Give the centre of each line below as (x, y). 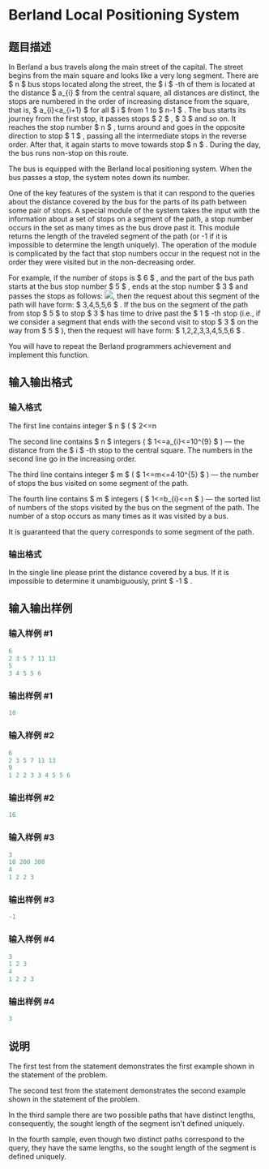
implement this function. (49, 355)
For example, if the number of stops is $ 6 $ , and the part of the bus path (131, 278)
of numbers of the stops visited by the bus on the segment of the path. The (134, 507)
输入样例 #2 (32, 736)
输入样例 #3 (32, 837)
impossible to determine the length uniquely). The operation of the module (132, 245)
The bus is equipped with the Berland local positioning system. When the (130, 169)
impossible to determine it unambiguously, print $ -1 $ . (100, 581)
